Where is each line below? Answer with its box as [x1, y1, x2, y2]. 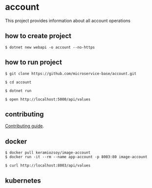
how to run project [5, 58, 62, 67]
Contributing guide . [5, 123, 44, 129]
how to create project [5, 32, 72, 40]
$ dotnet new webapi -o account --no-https [5, 45, 95, 50]
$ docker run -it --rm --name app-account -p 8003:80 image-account [5, 155, 148, 160]
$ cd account [5, 80, 32, 85]
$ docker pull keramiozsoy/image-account [5, 150, 91, 155]
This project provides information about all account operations [5, 18, 130, 23]
